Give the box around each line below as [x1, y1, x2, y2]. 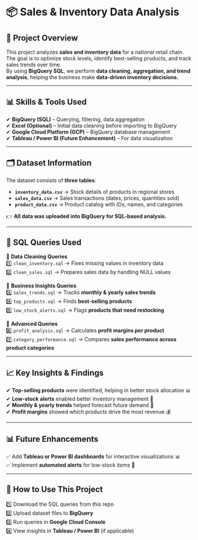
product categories [6, 344, 54, 351]
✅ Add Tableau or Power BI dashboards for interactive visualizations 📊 [6, 453, 181, 460]
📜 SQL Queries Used [6, 238, 82, 248]
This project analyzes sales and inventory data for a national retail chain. [6, 48, 184, 56]
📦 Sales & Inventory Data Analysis [6, 5, 180, 19]
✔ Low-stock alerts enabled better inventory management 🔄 [6, 395, 154, 403]
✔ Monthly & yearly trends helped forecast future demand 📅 [6, 402, 154, 409]
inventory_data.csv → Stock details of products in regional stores [14, 188, 175, 195]
